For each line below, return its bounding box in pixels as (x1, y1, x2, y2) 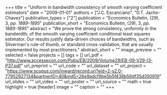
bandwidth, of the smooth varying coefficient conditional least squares (5, 31, 151, 36)
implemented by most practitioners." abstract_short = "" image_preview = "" (5, 47, 162, 52)
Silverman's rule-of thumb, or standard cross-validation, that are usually (5, 41, 154, 47)
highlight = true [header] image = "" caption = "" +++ (5, 84, 115, 89)
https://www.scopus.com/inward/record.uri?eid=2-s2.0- (7, 68, 123, 74)
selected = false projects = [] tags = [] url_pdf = (5, 52, 103, 58)
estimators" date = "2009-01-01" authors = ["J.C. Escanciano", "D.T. (5, 9, 145, 15)
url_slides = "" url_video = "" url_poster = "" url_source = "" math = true (5, 78, 152, 84)
